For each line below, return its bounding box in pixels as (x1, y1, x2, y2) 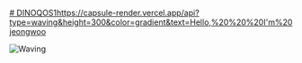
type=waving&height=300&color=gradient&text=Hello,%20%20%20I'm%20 (9, 17, 293, 28)
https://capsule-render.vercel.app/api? (57, 8, 200, 18)
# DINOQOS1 (9, 8, 58, 18)
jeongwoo (9, 27, 47, 36)
